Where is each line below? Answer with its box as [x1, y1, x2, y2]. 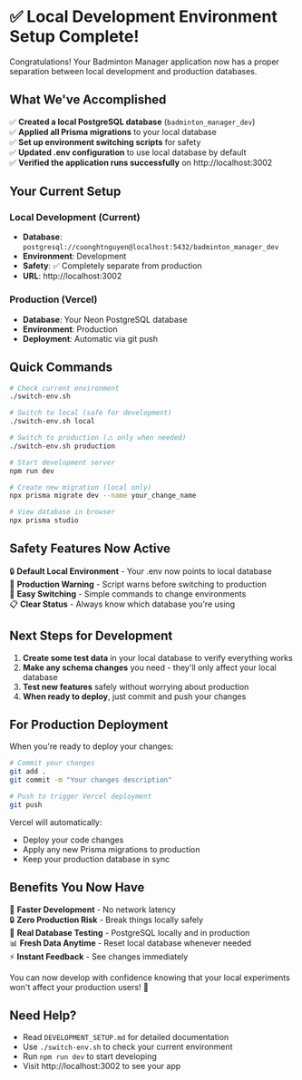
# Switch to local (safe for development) [9, 408, 172, 418]
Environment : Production [22, 324, 118, 335]
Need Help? [9, 1008, 77, 1024]
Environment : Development [22, 251, 127, 262]
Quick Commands [9, 360, 113, 375]
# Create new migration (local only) [9, 482, 152, 491]
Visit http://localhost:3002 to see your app [22, 1061, 181, 1072]
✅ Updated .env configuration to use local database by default [9, 147, 247, 158]
